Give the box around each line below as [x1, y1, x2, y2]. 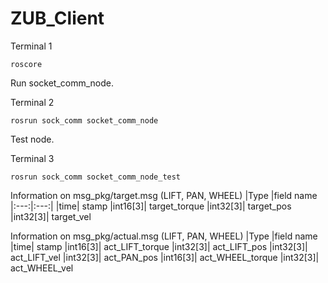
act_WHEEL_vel [10, 262, 74, 274]
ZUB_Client [10, 7, 105, 30]
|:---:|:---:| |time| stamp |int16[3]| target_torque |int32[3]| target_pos [10, 200, 292, 212]
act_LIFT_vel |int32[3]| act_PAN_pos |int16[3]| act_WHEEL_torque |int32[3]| [10, 251, 320, 263]
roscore [10, 59, 43, 69]
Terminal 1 [10, 40, 53, 52]
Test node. [10, 133, 55, 145]
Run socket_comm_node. [10, 77, 114, 89]
